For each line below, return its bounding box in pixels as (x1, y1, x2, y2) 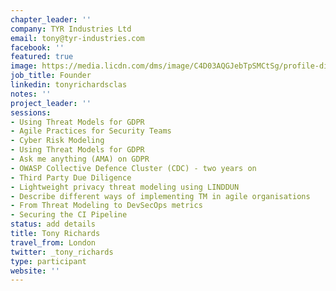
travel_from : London (10, 237, 97, 248)
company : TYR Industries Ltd (10, 24, 132, 34)
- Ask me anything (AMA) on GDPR (10, 154, 150, 164)
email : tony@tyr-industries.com (10, 33, 145, 43)
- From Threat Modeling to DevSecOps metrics (10, 201, 203, 211)
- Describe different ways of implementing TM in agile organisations (10, 191, 311, 201)
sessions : (10, 107, 52, 118)
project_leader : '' (10, 98, 92, 108)
